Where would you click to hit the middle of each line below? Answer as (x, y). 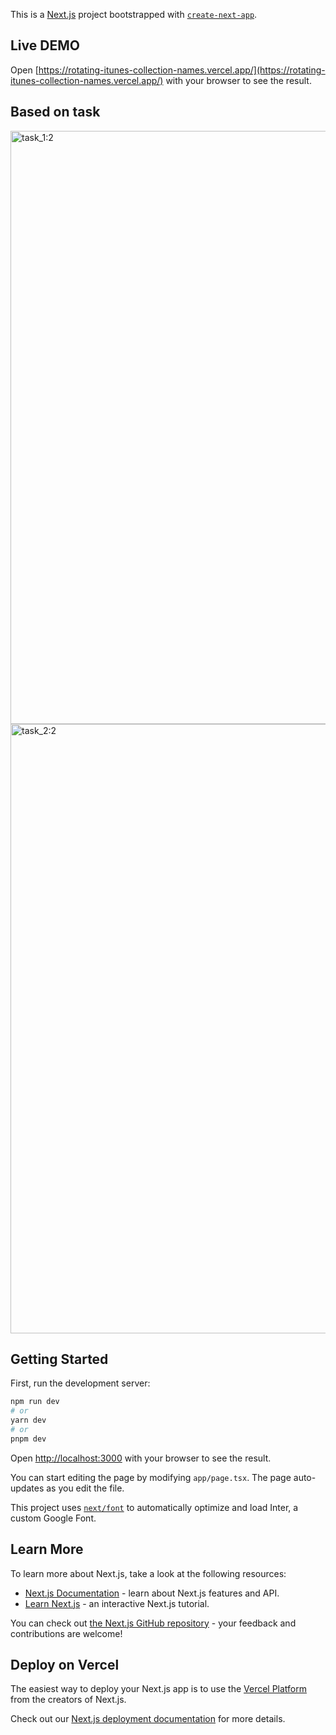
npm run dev (35, 1402)
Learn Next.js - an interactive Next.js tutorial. (117, 1603)
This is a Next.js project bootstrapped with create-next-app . (134, 14)
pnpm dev (28, 1439)
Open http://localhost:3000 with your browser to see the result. (141, 1458)
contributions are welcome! (66, 1633)
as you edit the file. (85, 1488)
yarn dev (28, 1420)
